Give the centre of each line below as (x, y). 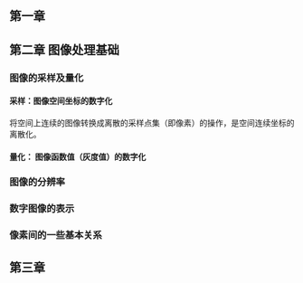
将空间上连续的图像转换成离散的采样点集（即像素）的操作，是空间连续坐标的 (152, 123)
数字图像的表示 (42, 209)
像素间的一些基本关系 (56, 235)
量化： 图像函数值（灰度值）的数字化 (78, 156)
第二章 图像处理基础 (64, 49)
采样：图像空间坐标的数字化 (61, 101)
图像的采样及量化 (47, 78)
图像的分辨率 (38, 182)
